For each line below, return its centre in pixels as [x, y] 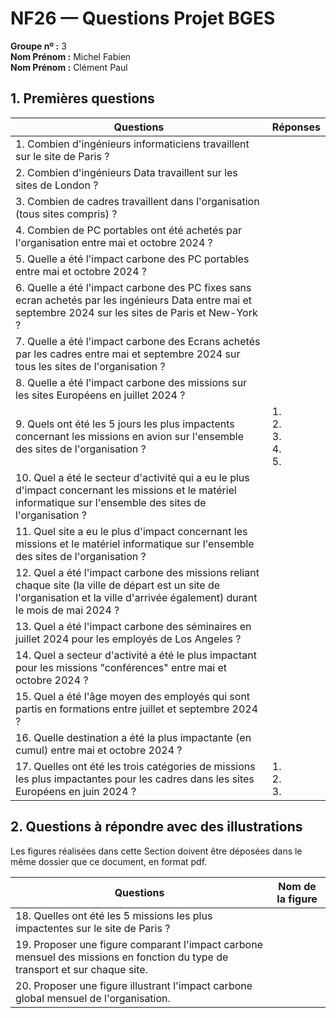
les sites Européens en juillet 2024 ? [100, 395]
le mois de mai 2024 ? [67, 610]
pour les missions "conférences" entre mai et [121, 667]
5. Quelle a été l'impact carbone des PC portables [132, 259]
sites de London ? [57, 185]
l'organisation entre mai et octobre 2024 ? [114, 242]
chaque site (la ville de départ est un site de [118, 585]
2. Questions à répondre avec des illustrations [156, 827]
